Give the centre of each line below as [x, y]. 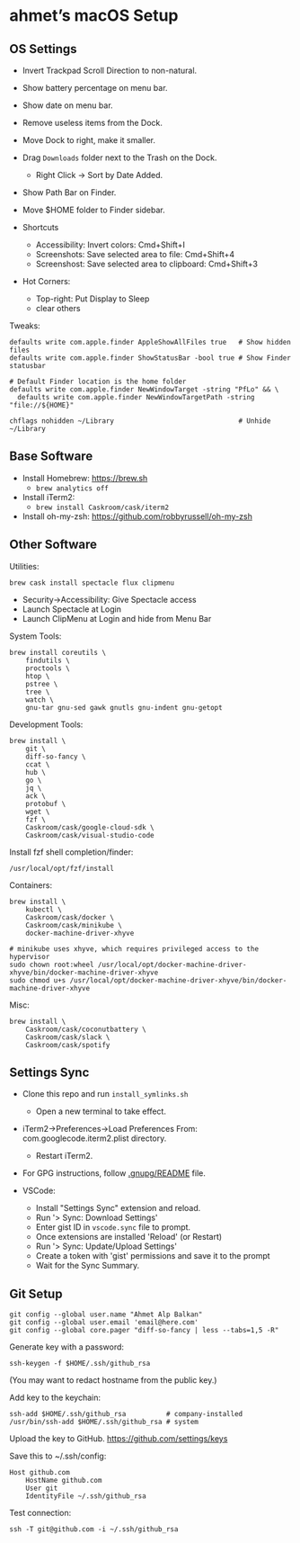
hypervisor [30, 956]
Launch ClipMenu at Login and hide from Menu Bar [117, 618]
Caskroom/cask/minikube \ [74, 925]
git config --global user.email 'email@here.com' [104, 1323]
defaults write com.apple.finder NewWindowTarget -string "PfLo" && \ [144, 390]
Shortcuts [40, 227]
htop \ [38, 676]
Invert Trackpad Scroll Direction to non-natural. [110, 70]
